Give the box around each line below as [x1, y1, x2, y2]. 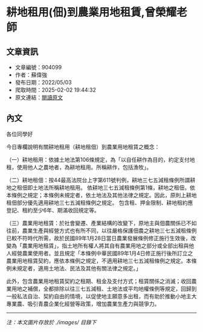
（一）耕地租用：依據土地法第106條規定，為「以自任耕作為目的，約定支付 [6, 156, 190, 163]
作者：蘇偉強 [14, 71, 47, 78]
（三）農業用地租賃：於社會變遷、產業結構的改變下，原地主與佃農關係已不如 [6, 219, 197, 226]
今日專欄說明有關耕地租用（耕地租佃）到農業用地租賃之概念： [6, 143, 160, 150]
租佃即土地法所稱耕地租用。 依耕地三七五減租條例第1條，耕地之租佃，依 [16, 184, 195, 191]
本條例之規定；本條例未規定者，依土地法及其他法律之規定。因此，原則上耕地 [6, 191, 197, 199]
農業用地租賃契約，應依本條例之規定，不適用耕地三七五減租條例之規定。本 [6, 257, 192, 264]
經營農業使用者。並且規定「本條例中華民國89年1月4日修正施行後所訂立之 [11, 249, 193, 257]
